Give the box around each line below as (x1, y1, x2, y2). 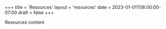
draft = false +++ (18, 9, 54, 15)
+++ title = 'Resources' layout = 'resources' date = (5, 4, 111, 10)
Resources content (5, 19, 44, 25)
